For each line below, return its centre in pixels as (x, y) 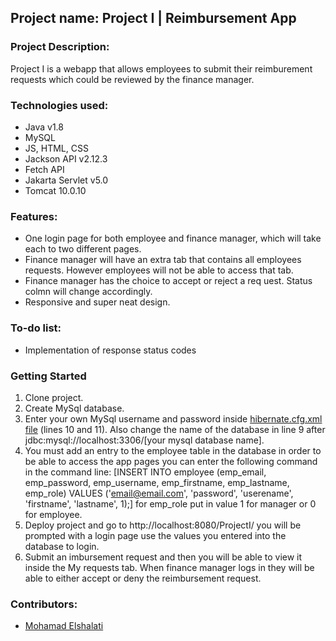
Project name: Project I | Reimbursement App (153, 18)
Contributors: (44, 604)
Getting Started (48, 376)
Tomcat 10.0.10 (55, 190)
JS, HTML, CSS (56, 148)
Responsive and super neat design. (97, 302)
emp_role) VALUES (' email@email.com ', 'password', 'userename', (159, 493)
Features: (34, 216)
